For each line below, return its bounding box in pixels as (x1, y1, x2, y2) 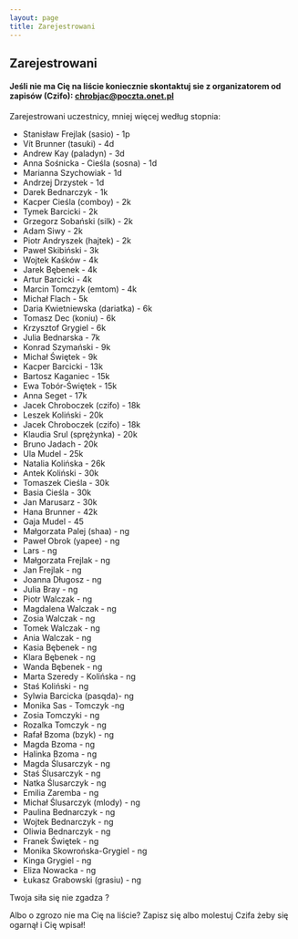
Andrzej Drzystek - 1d (22, 177, 105, 188)
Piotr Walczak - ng (22, 593, 93, 604)
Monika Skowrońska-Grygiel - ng (22, 845, 148, 857)
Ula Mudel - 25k (22, 449, 84, 459)
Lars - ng (22, 545, 57, 556)
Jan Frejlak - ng (22, 564, 82, 575)
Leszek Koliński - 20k (22, 409, 104, 420)
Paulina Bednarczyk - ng (22, 807, 116, 818)
